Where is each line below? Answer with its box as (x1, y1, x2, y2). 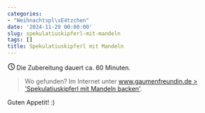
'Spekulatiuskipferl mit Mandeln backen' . (24, 85, 143, 93)
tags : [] (7, 36, 33, 44)
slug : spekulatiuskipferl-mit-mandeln (7, 29, 121, 37)
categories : (7, 10, 42, 18)
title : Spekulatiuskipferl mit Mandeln (7, 43, 124, 50)
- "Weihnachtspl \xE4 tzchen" (7, 17, 90, 24)
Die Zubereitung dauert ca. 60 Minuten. (16, 64, 131, 72)
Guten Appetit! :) (7, 98, 55, 106)
